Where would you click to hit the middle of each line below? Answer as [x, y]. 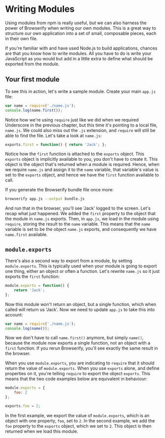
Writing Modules [40, 9]
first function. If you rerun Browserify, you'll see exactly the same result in [82, 348]
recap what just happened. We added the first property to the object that [81, 214]
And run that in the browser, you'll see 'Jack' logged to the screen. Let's [78, 208]
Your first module [33, 79]
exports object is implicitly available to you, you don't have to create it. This [82, 159]
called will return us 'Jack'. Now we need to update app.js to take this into [80, 309]
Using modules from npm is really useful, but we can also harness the [76, 23]
